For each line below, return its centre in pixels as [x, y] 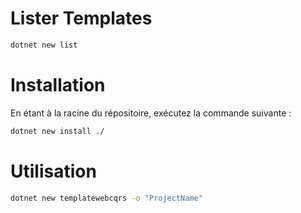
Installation [58, 85]
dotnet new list [44, 45]
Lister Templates [81, 18]
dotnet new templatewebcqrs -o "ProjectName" [106, 198]
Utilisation [53, 171]
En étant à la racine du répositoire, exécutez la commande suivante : [151, 113]
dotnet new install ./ [57, 131]
